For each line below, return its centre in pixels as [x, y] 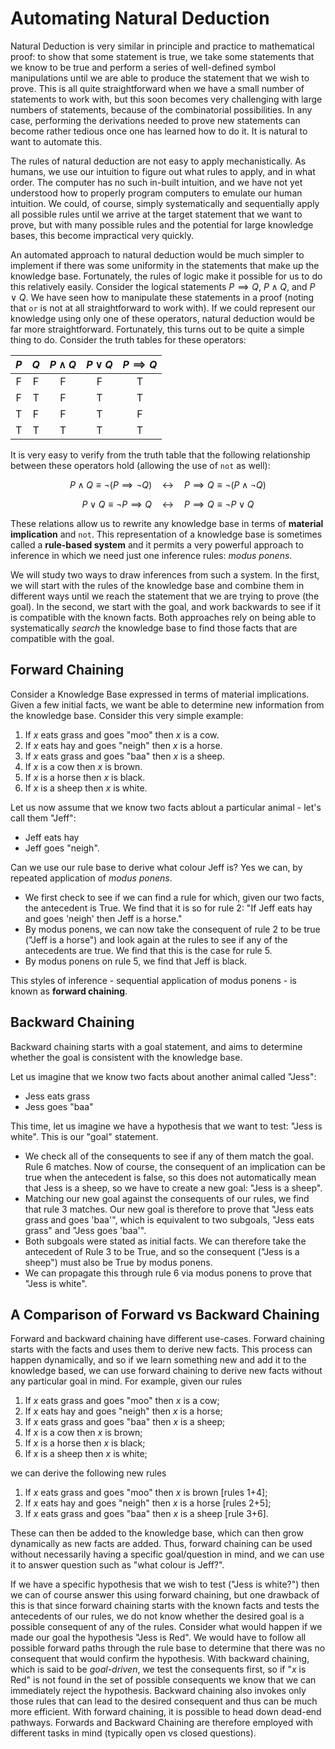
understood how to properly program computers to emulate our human [156, 193]
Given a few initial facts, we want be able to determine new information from [167, 704]
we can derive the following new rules [88, 1473]
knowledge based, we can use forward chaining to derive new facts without [166, 1371]
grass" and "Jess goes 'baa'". [85, 1230]
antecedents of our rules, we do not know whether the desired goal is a [157, 1616]
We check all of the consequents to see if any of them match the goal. [169, 1156]
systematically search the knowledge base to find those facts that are [154, 628]
